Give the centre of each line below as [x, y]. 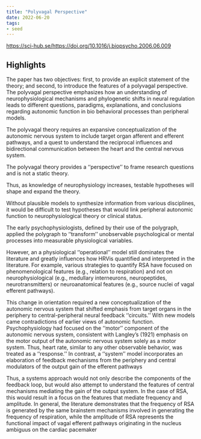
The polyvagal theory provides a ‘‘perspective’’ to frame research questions [100, 167]
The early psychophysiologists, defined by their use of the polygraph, [93, 228]
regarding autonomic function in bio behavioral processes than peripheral [97, 112]
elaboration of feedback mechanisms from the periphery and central [91, 360]
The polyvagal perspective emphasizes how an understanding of [87, 92]
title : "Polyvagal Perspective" [47, 12]
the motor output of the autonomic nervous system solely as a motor [91, 341]
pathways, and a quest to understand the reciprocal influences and [89, 143]
